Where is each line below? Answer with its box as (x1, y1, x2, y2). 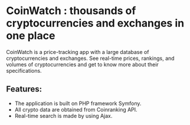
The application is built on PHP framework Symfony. (14, 100, 142, 107)
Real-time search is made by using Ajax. (14, 112, 113, 119)
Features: (6, 84, 42, 94)
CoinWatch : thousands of (6, 4, 136, 18)
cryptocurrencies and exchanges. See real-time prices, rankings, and (6, 55, 175, 62)
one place (6, 29, 55, 42)
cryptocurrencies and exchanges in (6, 16, 185, 30)
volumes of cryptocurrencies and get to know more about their (6, 60, 159, 68)
